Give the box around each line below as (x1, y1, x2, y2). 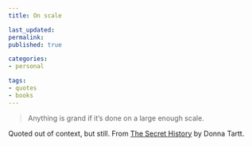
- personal (8, 63, 45, 71)
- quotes (8, 84, 37, 92)
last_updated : (8, 25, 56, 34)
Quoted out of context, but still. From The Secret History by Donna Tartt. (8, 129, 245, 138)
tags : (8, 77, 26, 85)
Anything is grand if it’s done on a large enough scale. (27, 113, 204, 123)
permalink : (8, 33, 45, 41)
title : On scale (8, 11, 62, 20)
